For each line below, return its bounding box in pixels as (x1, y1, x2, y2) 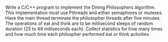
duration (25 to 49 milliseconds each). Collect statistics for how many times (5, 26, 163, 32)
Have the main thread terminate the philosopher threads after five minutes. (5, 15, 161, 21)
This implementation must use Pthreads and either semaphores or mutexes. (5, 10, 163, 16)
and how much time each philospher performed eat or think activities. (5, 31, 151, 37)
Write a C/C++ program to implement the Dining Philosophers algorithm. (5, 5, 156, 10)
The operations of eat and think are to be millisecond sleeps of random (5, 20, 153, 26)
